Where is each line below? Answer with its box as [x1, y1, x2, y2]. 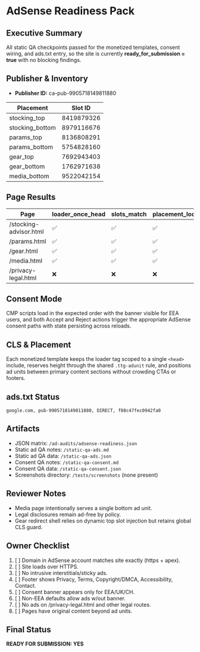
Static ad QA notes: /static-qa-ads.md [14, 446, 109, 453]
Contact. [14, 582, 36, 589]
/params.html [9, 237, 46, 245]
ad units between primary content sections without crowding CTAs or [6, 368, 177, 375]
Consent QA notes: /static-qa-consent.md [14, 458, 119, 466]
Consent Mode [6, 294, 62, 304]
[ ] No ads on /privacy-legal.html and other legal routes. [14, 601, 151, 608]
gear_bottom [9, 162, 45, 171]
